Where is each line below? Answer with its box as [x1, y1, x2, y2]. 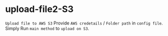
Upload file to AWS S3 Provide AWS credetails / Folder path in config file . [5, 20, 163, 26]
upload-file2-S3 [5, 3, 74, 15]
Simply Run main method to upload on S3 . [5, 25, 89, 31]
